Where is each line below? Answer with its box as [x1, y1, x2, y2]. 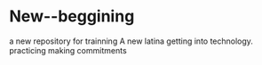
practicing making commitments [9, 45, 127, 55]
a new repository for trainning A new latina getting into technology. [9, 36, 253, 46]
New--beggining [9, 6, 135, 27]
